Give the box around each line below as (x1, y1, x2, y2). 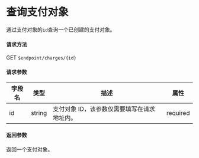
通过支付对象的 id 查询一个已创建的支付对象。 (6, 26, 115, 33)
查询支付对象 (6, 5, 69, 19)
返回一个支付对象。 (6, 146, 53, 153)
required (166, 109, 190, 117)
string (30, 109, 47, 117)
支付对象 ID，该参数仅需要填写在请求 (52, 105, 156, 113)
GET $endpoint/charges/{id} (6, 54, 77, 61)
